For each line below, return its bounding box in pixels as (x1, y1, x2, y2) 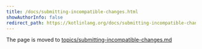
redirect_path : (6, 20, 44, 26)
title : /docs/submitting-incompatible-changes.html (6, 8, 138, 15)
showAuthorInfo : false (6, 14, 63, 20)
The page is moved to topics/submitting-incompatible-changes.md (6, 36, 173, 44)
